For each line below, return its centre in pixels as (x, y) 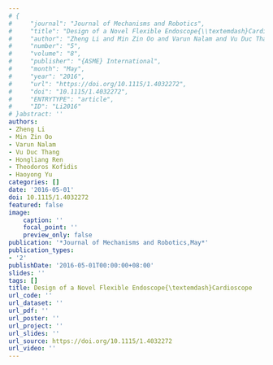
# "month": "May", (47, 69)
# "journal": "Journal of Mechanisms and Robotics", (107, 24)
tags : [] (23, 280)
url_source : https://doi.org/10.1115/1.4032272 (91, 341)
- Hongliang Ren (36, 159)
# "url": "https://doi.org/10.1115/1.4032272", (97, 84)
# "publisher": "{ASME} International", (85, 62)
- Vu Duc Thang (34, 152)
